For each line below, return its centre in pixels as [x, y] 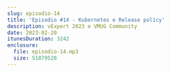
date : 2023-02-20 [32, 33]
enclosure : [23, 45]
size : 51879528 [35, 58]
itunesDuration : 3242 [38, 39]
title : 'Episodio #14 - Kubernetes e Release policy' [86, 20]
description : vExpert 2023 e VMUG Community [72, 26]
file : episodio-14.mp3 [46, 52]
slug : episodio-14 [34, 13]
